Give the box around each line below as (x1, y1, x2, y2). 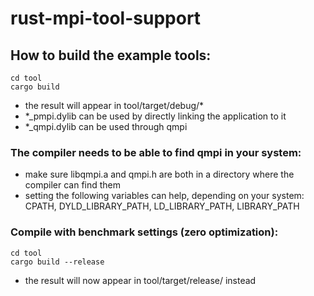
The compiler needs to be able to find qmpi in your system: (10, 145, 302, 159)
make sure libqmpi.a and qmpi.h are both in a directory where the (24, 168, 295, 181)
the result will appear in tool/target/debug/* (24, 100, 205, 111)
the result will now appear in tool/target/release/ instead (24, 274, 257, 286)
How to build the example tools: (10, 47, 212, 64)
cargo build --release (10, 257, 105, 267)
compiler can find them (24, 179, 122, 191)
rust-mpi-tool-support (10, 7, 202, 30)
